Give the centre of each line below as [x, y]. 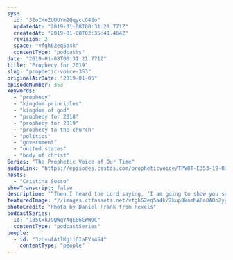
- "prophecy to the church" [54, 130]
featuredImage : [29, 201]
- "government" [35, 143]
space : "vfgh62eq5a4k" [46, 46]
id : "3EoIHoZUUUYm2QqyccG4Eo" [57, 20]
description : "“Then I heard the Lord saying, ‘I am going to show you [113, 194]
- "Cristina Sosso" [42, 181]
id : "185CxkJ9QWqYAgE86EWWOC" [57, 220]
